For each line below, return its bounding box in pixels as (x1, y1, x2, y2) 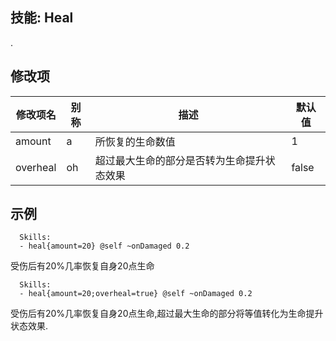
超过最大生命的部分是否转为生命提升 (94, 153, 266, 167)
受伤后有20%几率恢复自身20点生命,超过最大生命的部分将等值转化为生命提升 (10, 308, 324, 320)
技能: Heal (10, 9, 74, 27)
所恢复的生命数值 (94, 134, 176, 148)
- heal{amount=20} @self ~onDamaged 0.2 (19, 241, 190, 252)
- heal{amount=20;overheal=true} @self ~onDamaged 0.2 (19, 289, 253, 299)
